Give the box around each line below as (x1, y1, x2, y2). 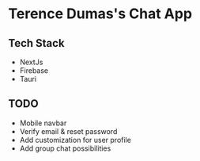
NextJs (19, 57, 43, 67)
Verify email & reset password (19, 126, 118, 136)
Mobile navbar (19, 118, 67, 128)
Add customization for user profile (19, 135, 132, 144)
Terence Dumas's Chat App (8, 5, 192, 23)
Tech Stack (8, 36, 65, 50)
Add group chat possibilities (19, 144, 111, 153)
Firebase (19, 66, 49, 75)
